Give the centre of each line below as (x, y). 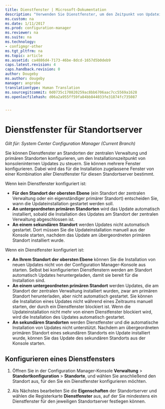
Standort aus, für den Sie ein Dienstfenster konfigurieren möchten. (80, 381)
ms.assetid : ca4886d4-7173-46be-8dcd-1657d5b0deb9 (58, 60)
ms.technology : (21, 42)
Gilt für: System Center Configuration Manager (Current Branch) (70, 144)
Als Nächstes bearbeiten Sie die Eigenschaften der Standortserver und (84, 391)
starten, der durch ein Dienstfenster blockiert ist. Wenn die (71, 307)
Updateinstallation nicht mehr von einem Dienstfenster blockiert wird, (82, 312)
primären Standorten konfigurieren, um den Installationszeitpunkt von (75, 158)
